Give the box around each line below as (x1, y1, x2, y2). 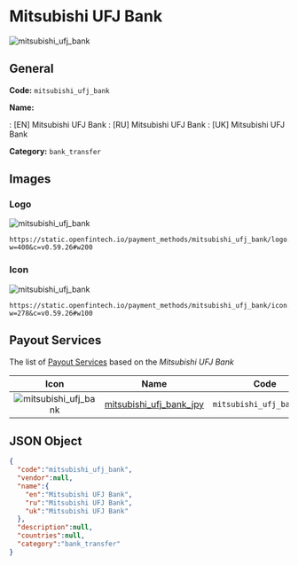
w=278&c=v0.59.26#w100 (9, 309, 93, 318)
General (9, 61, 55, 76)
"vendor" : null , (17, 474, 74, 483)
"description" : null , (17, 523, 93, 532)
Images (9, 171, 51, 187)
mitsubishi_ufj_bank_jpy (104, 397, 204, 410)
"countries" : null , (17, 531, 86, 540)
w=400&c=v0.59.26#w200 (9, 243, 93, 252)
